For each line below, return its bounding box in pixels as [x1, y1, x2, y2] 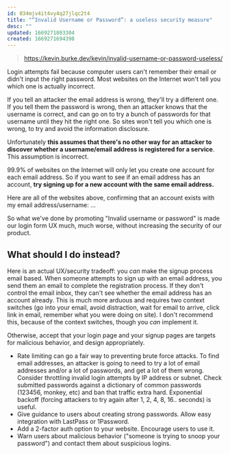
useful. [16, 403, 37, 411]
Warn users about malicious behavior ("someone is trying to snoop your [16, 431, 220, 440]
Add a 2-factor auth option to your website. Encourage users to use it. [16, 425, 215, 433]
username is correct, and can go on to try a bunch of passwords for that [7, 110, 211, 119]
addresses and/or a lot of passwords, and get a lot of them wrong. [16, 366, 204, 374]
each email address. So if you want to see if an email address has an [7, 173, 201, 182]
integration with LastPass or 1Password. [16, 417, 130, 425]
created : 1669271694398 [7, 36, 75, 43]
